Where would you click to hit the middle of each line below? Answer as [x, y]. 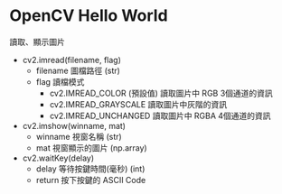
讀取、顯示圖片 [37, 42]
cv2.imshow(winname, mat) [74, 125]
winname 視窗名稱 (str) [79, 136]
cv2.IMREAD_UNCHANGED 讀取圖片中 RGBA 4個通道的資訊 [160, 115]
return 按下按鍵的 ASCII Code [91, 180]
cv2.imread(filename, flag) [72, 60]
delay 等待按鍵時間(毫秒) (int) [90, 169]
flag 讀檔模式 [60, 81]
